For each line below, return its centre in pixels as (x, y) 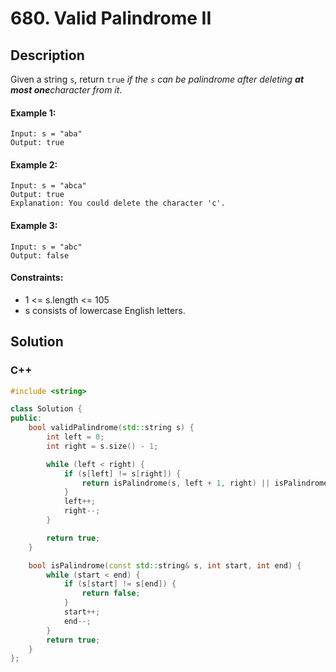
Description (47, 55)
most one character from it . (66, 90)
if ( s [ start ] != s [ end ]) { (120, 584)
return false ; (111, 593)
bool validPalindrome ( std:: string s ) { (111, 428)
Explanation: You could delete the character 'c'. (118, 203)
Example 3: (34, 225)
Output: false (40, 255)
